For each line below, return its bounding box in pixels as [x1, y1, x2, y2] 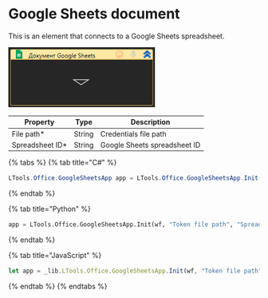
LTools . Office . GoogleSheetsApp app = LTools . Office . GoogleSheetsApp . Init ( [8, 174, 262, 182]
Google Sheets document [8, 5, 181, 23]
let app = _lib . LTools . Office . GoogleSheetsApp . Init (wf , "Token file [8, 267, 241, 276]
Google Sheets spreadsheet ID [100, 140, 201, 149]
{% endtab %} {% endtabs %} [8, 281, 108, 292]
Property [24, 117, 55, 127]
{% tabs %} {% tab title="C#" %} [8, 157, 117, 168]
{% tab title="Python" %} [8, 205, 92, 214]
